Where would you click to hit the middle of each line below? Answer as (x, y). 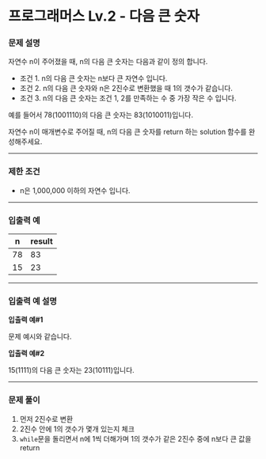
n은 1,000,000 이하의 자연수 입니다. (75, 190)
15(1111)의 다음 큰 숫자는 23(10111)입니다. (71, 370)
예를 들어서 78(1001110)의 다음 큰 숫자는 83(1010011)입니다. (101, 115)
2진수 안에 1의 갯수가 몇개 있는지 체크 (77, 429)
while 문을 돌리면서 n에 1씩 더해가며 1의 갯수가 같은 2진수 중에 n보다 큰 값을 (135, 438)
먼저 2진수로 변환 (46, 419)
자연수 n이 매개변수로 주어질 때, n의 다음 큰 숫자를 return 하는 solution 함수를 (127, 132)
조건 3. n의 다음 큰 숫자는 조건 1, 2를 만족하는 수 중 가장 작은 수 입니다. (128, 98)
